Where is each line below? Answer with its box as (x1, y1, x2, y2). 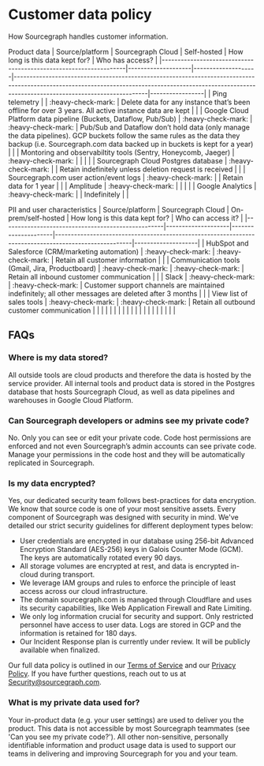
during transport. (39, 570, 95, 580)
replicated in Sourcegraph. (8, 458, 95, 467)
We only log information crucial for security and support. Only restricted (19, 612, 254, 621)
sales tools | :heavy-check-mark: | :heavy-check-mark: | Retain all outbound (8, 297, 256, 306)
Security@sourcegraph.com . (8, 678, 102, 687)
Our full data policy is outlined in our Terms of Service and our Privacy (8, 661, 236, 670)
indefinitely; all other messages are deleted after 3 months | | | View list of (8, 288, 248, 298)
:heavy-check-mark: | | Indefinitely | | (8, 190, 129, 199)
